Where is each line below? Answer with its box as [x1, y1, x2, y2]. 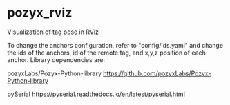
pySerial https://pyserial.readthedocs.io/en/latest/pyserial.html [7, 90, 185, 98]
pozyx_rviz [7, 5, 73, 21]
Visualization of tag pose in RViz [7, 28, 99, 36]
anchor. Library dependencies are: [7, 55, 106, 64]
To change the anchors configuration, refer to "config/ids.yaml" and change [7, 41, 223, 49]
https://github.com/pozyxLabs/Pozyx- [102, 69, 212, 77]
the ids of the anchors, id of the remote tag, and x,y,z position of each [7, 48, 206, 57]
